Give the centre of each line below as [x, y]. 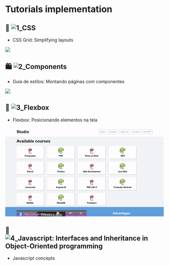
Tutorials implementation [59, 9]
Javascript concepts [34, 258]
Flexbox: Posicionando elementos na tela [55, 120]
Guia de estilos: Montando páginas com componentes [68, 81]
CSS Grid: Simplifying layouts [43, 40]
